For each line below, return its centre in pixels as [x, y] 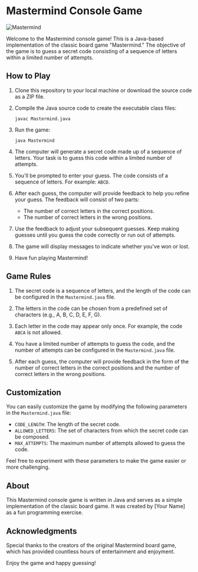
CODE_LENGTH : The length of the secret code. [67, 424]
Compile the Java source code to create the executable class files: [95, 108]
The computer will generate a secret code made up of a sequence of [98, 151]
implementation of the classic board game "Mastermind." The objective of [96, 45]
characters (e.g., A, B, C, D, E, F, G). [58, 315]
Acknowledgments [42, 531]
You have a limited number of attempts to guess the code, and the [95, 344]
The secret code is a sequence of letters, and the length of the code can [103, 290]
